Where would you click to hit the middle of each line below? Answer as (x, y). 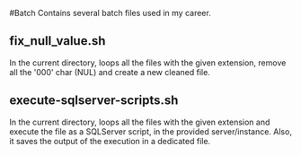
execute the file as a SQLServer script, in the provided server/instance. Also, (150, 131)
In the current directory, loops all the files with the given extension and (140, 122)
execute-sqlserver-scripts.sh (94, 101)
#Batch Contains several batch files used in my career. (110, 13)
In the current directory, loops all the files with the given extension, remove (148, 63)
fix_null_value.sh (58, 41)
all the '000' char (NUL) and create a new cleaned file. (110, 72)
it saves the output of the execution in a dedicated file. (110, 141)
